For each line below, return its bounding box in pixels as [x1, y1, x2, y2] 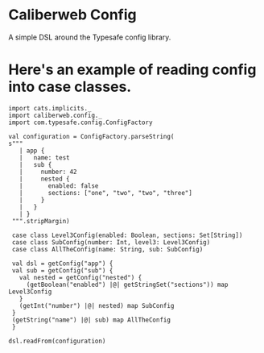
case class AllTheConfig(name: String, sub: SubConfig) [11, 245, 204, 253]
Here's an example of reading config [8, 60, 257, 79]
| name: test [19, 153, 70, 162]
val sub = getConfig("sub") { [11, 266, 113, 275]
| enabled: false [19, 181, 99, 190]
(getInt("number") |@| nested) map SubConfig [19, 301, 175, 309]
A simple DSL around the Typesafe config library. [8, 32, 171, 42]
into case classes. [8, 78, 132, 96]
